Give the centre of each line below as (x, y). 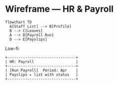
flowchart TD (19, 22)
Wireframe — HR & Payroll (59, 9)
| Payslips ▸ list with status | (42, 75)
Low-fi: (12, 48)
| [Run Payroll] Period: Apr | (42, 70)
